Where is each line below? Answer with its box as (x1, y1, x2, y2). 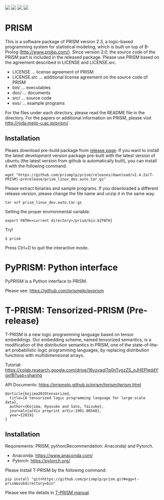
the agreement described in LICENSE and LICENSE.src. (5, 59, 117, 65)
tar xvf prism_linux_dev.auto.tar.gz (5, 200, 82, 205)
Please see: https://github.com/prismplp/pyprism (5, 287, 104, 294)
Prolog (5, 49, 19, 55)
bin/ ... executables (12, 84, 51, 90)
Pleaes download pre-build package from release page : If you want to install (5, 147, 159, 153)
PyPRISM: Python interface (5, 262, 118, 273)
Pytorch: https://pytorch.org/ (12, 458, 70, 464)
